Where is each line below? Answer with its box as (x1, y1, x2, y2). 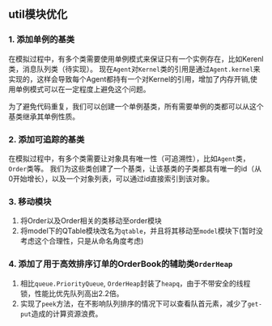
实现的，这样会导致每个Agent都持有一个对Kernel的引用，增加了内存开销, (8, 74, 251, 83)
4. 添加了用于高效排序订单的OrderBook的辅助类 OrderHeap (8, 258, 233, 269)
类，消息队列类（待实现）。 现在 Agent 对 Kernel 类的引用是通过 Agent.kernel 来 (8, 64, 261, 74)
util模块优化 (8, 7, 68, 22)
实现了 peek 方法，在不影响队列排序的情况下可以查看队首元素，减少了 (19, 298, 249, 308)
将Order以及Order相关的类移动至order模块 (19, 216, 162, 226)
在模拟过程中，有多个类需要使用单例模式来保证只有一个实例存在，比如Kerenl (8, 53, 264, 63)
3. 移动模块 (8, 196, 52, 207)
